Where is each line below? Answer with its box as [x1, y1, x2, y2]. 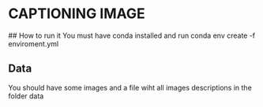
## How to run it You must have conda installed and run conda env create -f [8, 31, 256, 40]
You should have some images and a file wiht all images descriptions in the [8, 83, 253, 92]
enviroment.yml [8, 39, 59, 48]
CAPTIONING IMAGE [8, 5, 146, 23]
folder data [8, 91, 44, 101]
